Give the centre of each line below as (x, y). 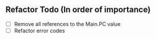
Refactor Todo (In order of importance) (78, 10)
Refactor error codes (40, 30)
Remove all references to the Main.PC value (67, 24)
